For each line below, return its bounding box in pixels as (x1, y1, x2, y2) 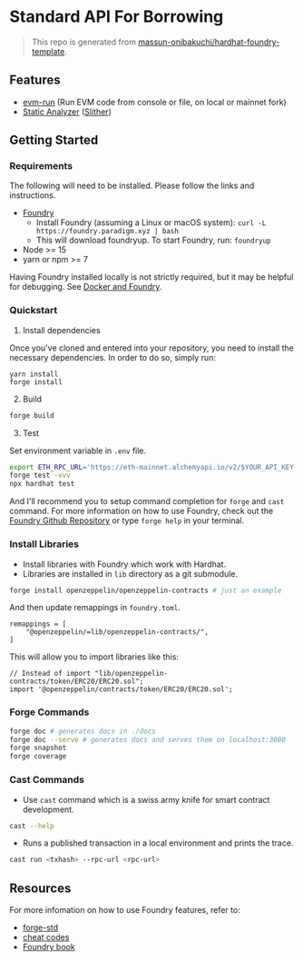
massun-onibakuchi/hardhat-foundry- (137, 36, 280, 47)
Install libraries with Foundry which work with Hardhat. (22, 559, 227, 570)
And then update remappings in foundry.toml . (9, 602, 181, 613)
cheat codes (22, 932, 70, 943)
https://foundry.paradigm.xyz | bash (35, 227, 180, 236)
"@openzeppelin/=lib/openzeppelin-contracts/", (25, 628, 209, 637)
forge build (9, 411, 54, 420)
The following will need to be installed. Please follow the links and (9, 180, 255, 192)
